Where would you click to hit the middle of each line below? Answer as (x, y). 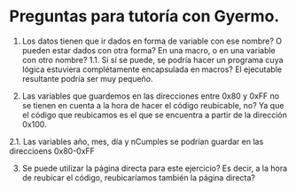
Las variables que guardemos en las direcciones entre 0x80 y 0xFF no (151, 96)
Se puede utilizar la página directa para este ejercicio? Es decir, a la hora (155, 168)
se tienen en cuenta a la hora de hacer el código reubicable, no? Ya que (153, 105)
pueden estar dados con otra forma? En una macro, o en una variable (149, 50)
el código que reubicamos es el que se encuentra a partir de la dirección (155, 115)
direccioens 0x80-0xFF (52, 151)
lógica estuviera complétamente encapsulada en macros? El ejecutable (152, 69)
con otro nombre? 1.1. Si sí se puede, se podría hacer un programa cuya (152, 60)
